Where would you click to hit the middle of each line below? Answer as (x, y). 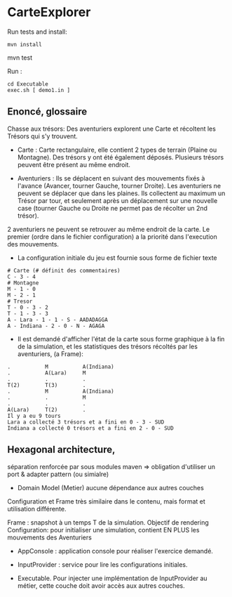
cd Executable (28, 84)
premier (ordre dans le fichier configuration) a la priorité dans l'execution (112, 237)
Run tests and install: (37, 32)
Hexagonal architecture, (61, 450)
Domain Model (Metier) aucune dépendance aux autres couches (111, 487)
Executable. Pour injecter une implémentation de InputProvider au (112, 578)
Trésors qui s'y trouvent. (43, 136)
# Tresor (20, 301)
